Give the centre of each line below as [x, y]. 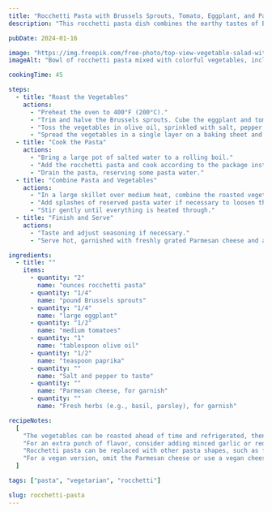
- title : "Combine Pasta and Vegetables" [87, 180]
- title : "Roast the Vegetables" [72, 97]
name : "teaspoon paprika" [81, 361]
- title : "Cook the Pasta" [61, 143]
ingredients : [30, 255]
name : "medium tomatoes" [79, 331]
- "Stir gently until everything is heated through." [123, 211]
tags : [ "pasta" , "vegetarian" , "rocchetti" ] [85, 480]
